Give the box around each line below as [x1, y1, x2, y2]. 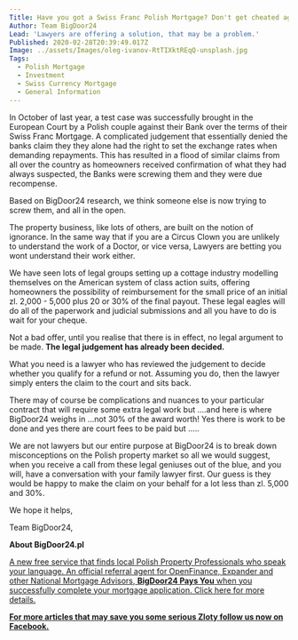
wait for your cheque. [9, 315, 88, 325]
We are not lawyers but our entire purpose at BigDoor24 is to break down [9, 440, 278, 451]
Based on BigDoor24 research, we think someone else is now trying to [9, 195, 267, 205]
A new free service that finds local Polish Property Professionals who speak [9, 556, 286, 567]
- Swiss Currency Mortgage [17, 79, 117, 88]
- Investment [17, 71, 66, 80]
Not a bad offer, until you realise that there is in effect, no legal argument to [9, 332, 284, 342]
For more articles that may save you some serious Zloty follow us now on [9, 611, 284, 622]
